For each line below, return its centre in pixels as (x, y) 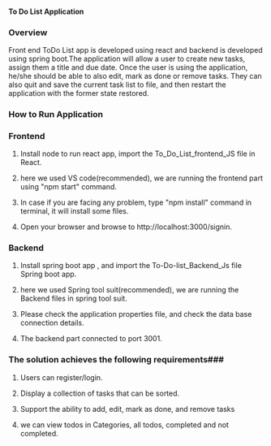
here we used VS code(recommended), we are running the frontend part (142, 178)
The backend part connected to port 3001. (91, 339)
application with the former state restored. (79, 93)
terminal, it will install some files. (74, 211)
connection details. (52, 323)
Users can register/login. (61, 377)
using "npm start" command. (69, 187)
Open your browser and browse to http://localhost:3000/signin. (126, 227)
